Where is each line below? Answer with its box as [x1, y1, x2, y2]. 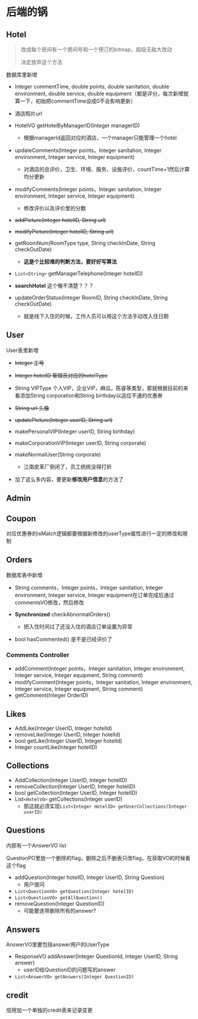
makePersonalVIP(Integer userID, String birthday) [14, 428, 135, 435]
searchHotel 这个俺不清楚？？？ [14, 282, 94, 289]
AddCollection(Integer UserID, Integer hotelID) [14, 776, 128, 783]
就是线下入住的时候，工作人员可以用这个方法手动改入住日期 [23, 313, 169, 319]
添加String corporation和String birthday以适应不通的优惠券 [20, 392, 163, 399]
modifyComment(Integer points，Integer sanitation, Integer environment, [14, 679, 193, 686]
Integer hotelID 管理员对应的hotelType [14, 372, 108, 379]
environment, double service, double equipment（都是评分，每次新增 [14, 90, 184, 97]
